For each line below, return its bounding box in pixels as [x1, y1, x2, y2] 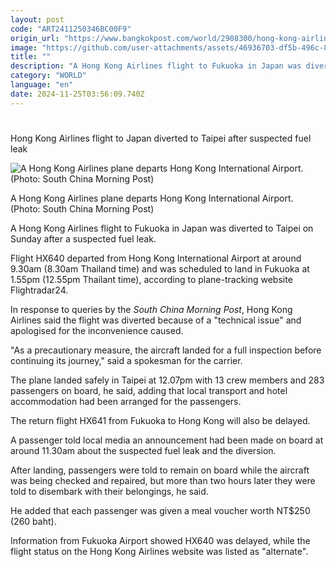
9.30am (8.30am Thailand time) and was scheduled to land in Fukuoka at [10, 262, 310, 275]
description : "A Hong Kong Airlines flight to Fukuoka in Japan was [10, 61, 302, 71]
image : [10, 42, 38, 53]
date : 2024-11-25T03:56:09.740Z [10, 89, 145, 99]
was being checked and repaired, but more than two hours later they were [10, 474, 316, 486]
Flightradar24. [10, 284, 69, 296]
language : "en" [10, 80, 74, 90]
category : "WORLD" [10, 71, 87, 81]
